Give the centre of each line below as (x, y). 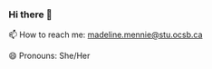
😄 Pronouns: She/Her (49, 56)
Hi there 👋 (31, 15)
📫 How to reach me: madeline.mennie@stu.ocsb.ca (106, 34)
